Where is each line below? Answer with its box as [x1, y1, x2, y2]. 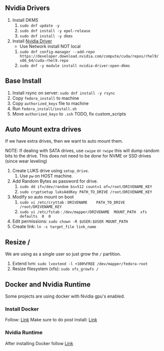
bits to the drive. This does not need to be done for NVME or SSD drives [5, 153, 151, 159]
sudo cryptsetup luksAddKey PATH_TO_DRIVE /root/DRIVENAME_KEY [19, 190, 153, 195]
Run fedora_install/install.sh [12, 106, 77, 112]
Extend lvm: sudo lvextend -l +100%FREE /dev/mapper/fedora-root [12, 261, 148, 267]
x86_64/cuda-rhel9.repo [19, 58, 69, 63]
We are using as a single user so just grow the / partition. [5, 251, 122, 257]
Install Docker [5, 306, 39, 312]
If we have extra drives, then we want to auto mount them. [5, 138, 124, 144]
